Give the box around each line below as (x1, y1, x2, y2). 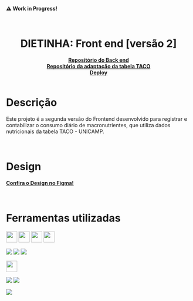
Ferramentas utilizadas (6, 211, 121, 224)
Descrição (6, 96, 57, 110)
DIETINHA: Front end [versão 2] (20, 37, 177, 51)
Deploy (90, 69, 107, 76)
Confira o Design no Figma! (6, 179, 75, 186)
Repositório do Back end (68, 56, 129, 64)
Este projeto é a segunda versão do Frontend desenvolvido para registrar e (6, 115, 188, 123)
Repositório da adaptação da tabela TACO (46, 62, 151, 70)
